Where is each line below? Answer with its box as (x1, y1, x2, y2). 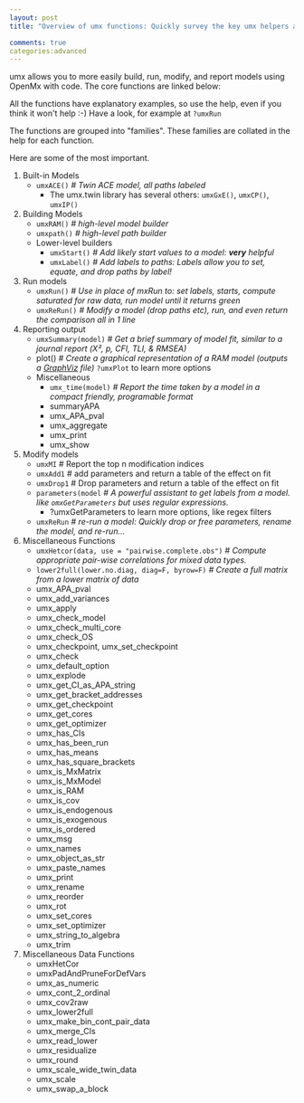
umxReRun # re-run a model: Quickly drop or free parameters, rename (35, 517, 292, 528)
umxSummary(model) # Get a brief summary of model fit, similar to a (35, 334, 283, 345)
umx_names (35, 843, 81, 854)
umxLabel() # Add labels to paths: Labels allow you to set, (49, 257, 265, 268)
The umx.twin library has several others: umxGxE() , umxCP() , (49, 189, 270, 200)
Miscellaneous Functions (22, 536, 116, 547)
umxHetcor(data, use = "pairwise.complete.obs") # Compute (35, 545, 267, 556)
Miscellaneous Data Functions (22, 949, 136, 960)
